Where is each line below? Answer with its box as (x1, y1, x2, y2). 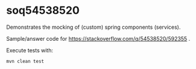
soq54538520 (6, 4, 80, 17)
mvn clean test (6, 58, 44, 64)
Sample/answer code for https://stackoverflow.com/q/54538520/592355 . (6, 35, 191, 42)
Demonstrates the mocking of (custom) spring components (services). (6, 23, 181, 31)
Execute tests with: (6, 46, 54, 54)
